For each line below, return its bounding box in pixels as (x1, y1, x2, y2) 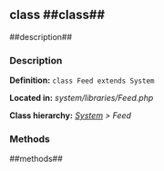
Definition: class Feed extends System (9, 75, 155, 85)
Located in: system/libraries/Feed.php (9, 93, 154, 104)
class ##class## (9, 7, 106, 23)
